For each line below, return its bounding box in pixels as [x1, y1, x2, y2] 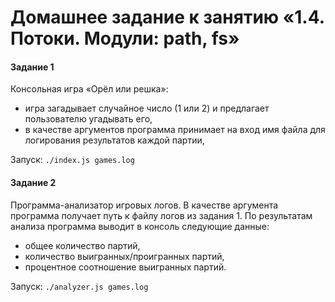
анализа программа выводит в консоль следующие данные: [10, 220, 270, 232]
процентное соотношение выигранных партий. [24, 261, 227, 273]
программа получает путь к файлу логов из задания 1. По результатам [10, 209, 313, 221]
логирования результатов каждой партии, [24, 134, 205, 146]
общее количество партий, [24, 239, 141, 251]
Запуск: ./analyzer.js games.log [10, 280, 149, 292]
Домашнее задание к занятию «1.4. [10, 6, 325, 29]
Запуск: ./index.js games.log [10, 154, 135, 166]
